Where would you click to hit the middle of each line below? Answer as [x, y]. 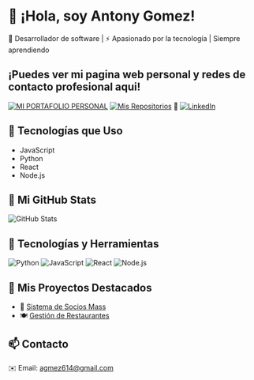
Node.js [32, 175]
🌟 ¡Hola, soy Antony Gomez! [102, 16]
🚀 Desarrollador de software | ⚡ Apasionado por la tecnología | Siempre [124, 38]
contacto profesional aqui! [75, 87]
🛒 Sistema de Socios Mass [63, 307]
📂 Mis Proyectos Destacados [80, 288]
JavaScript [37, 150]
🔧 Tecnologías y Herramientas [84, 244]
